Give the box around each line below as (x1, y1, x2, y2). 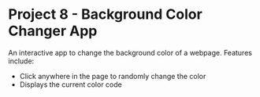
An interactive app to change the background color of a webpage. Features (8, 48, 252, 57)
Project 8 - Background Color (8, 5, 202, 23)
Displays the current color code (19, 80, 122, 89)
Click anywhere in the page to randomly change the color (19, 71, 206, 81)
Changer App (8, 22, 98, 40)
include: (8, 56, 35, 66)
